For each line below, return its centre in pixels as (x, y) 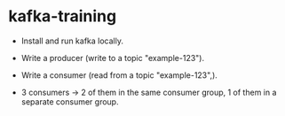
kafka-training (63, 16)
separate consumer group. (70, 101)
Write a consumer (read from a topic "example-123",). (119, 75)
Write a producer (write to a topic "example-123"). (113, 58)
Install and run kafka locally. (72, 41)
